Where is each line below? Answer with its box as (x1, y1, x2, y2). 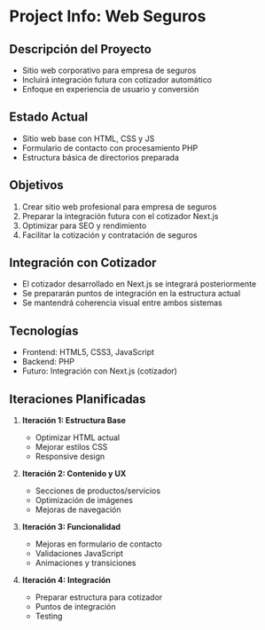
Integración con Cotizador (9, 256, 157, 271)
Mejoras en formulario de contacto (35, 539, 162, 549)
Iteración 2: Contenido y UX (21, 469, 127, 479)
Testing (35, 610, 63, 622)
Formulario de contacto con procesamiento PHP (21, 142, 199, 153)
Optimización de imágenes (35, 495, 133, 506)
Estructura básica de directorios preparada (21, 152, 180, 162)
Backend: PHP (21, 357, 75, 367)
